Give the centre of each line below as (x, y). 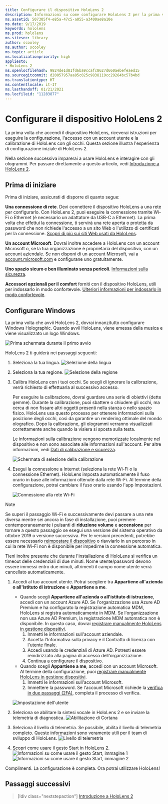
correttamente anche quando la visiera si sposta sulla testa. (74, 429)
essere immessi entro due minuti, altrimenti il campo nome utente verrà (78, 566)
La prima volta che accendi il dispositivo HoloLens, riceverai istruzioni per (81, 133)
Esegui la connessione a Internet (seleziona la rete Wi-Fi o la (75, 469)
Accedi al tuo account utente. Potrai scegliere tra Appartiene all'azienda (87, 581)
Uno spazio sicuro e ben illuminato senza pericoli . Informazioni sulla (77, 269)
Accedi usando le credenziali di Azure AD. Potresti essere (86, 650)
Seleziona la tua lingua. (36, 362)
